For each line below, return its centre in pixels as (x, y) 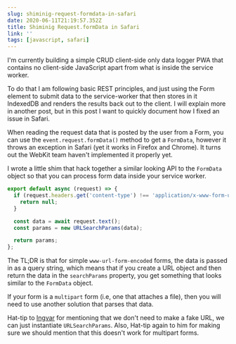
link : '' (20, 33)
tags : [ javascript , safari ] (48, 40)
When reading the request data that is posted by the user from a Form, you (116, 133)
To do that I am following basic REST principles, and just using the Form (111, 89)
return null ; (39, 202)
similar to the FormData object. (50, 283)
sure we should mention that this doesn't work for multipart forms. (103, 333)
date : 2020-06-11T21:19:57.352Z (54, 20)
